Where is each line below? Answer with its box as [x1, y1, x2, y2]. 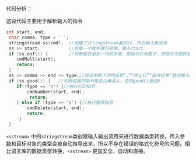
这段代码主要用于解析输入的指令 [6, 18, 83, 25]
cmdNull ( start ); [16, 56, 57, 62]
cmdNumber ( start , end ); [27, 89, 85, 95]
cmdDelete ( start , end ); [27, 105, 85, 111]
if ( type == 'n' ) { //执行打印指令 [16, 84, 95, 89]
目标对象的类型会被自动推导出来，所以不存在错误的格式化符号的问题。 [16, 140, 185, 147]
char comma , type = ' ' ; [8, 34, 69, 40]
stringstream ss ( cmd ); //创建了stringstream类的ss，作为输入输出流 [8, 40, 167, 46]
